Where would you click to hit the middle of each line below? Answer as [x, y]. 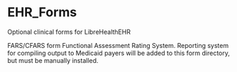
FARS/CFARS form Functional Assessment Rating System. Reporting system [118, 45]
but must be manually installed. [53, 60]
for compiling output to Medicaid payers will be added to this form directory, [119, 53]
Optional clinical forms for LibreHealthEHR [69, 32]
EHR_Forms [42, 12]
